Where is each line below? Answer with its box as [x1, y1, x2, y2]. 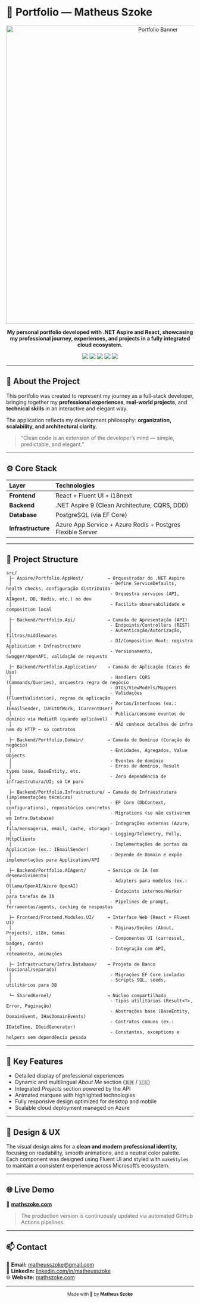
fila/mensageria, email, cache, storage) [6, 826, 111, 832]
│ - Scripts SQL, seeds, [8, 977, 167, 983]
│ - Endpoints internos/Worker [8, 889, 183, 895]
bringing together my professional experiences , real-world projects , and [6, 398, 187, 406]
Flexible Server [55, 528, 98, 536]
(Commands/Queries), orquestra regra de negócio [6, 680, 129, 686]
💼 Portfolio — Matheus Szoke [6, 5, 153, 19]
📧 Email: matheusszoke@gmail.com [6, 1261, 95, 1268]
